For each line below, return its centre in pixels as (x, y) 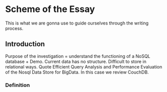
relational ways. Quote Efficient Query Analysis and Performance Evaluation (84, 66)
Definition (18, 85)
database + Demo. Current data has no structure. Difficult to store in (76, 61)
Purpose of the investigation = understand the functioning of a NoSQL (78, 56)
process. (14, 28)
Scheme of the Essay (50, 9)
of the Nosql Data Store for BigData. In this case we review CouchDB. (77, 72)
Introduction (25, 44)
